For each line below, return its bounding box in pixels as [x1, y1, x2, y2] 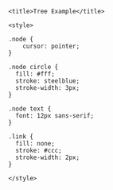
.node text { [8, 105, 52, 113]
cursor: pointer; [22, 42, 80, 50]
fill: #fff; [15, 70, 56, 78]
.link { [8, 133, 34, 141]
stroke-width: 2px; [15, 153, 80, 161]
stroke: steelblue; [15, 77, 80, 85]
